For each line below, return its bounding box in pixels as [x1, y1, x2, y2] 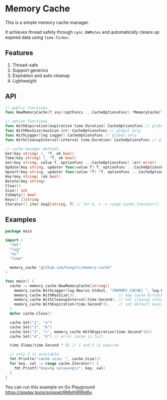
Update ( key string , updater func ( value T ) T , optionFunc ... [5, 165, 135, 170]
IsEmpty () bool [5, 192, 37, 198]
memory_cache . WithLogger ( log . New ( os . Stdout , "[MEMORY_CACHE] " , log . [14, 288, 162, 293]
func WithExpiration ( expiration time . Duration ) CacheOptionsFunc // [5, 124, 150, 129]
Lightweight [12, 78, 37, 83]
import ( [5, 238, 23, 242]
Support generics [12, 67, 48, 73]
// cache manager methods [5, 146, 59, 152]
